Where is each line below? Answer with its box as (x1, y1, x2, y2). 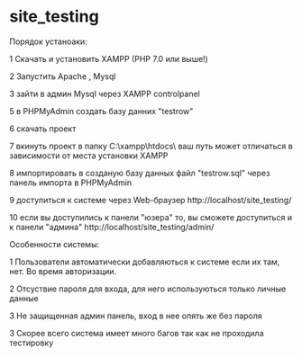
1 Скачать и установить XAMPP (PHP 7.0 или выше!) (9, 53, 209, 64)
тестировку (9, 337, 54, 348)
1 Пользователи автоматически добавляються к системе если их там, (9, 256, 280, 267)
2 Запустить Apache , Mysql (9, 70, 116, 82)
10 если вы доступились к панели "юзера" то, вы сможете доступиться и (9, 211, 293, 222)
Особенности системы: (9, 238, 100, 249)
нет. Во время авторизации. (9, 265, 117, 276)
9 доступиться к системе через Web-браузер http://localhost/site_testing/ (9, 194, 292, 205)
